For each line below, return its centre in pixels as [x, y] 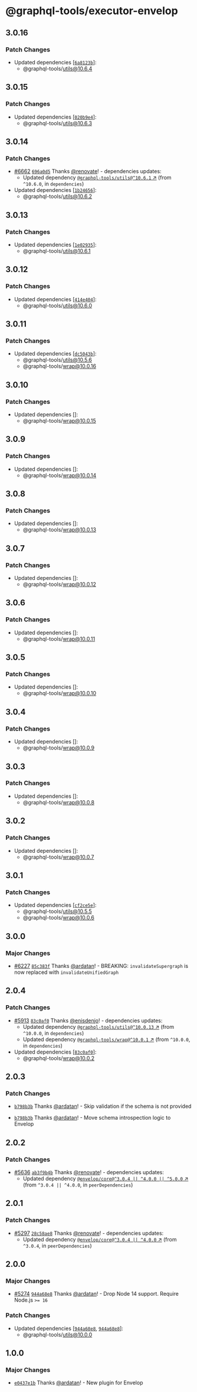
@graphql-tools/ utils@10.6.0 [58, 305]
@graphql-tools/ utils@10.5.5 [57, 911]
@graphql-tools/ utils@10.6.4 [58, 69]
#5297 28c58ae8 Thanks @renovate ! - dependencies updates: [89, 1233]
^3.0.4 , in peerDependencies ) [57, 1246]
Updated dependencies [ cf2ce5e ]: [55, 905]
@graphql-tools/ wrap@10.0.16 [60, 366]
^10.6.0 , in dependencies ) [53, 184]
